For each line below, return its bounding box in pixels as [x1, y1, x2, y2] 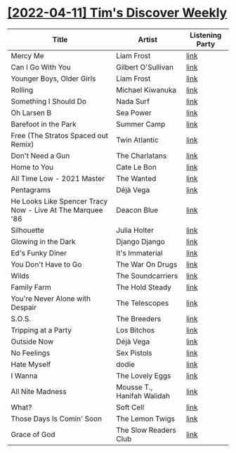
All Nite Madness [11, 386, 67, 396]
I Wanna [11, 370, 38, 380]
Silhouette [11, 225, 44, 235]
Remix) [11, 139, 34, 149]
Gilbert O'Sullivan [115, 62, 174, 72]
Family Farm [11, 282, 51, 292]
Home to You [11, 162, 54, 172]
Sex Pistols [115, 348, 152, 358]
